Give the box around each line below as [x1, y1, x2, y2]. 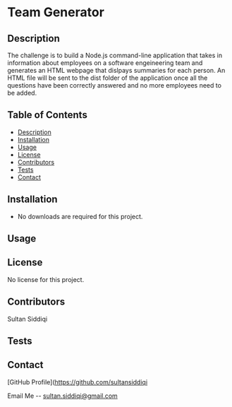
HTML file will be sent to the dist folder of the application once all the [7, 73, 208, 82]
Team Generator [7, 4, 104, 20]
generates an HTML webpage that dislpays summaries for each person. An [7, 66, 226, 74]
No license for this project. [7, 275, 85, 283]
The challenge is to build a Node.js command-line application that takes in [7, 51, 223, 59]
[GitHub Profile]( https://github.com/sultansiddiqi [7, 377, 148, 386]
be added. [7, 89, 37, 97]
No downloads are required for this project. [17, 212, 143, 220]
